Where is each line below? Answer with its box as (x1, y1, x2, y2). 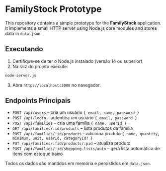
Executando (5, 45, 43, 53)
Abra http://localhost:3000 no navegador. (12, 82, 101, 88)
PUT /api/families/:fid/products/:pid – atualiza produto (12, 140, 131, 146)
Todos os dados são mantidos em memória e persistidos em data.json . (5, 161, 151, 167)
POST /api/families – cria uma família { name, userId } (12, 120, 127, 126)
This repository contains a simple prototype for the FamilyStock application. (5, 20, 162, 26)
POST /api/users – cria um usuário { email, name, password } (12, 109, 140, 115)
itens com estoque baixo (12, 151, 63, 157)
